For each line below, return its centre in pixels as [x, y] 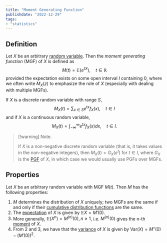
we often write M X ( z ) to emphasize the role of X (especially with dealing [80, 84]
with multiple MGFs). [27, 90]
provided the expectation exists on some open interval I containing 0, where [84, 78]
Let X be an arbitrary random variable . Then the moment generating [75, 56]
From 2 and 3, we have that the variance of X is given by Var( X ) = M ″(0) [87, 229]
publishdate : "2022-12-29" [34, 14]
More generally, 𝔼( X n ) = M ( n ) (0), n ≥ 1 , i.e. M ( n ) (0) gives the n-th [79, 218]
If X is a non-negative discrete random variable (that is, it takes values [90, 146]
